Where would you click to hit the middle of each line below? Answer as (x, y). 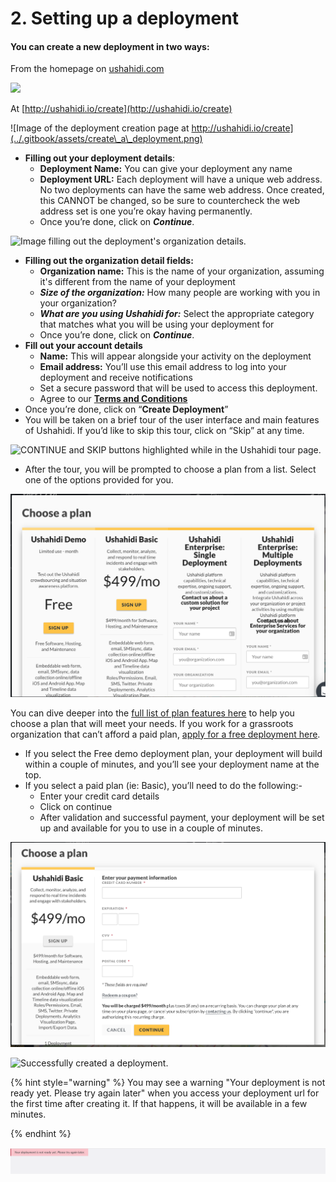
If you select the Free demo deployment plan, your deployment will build (173, 753)
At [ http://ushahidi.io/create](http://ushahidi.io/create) (121, 109)
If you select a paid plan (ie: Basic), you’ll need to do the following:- (163, 785)
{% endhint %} (41, 1133)
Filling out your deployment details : (100, 158)
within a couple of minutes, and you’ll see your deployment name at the (172, 764)
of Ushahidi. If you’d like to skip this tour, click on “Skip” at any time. (164, 431)
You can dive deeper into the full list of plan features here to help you (152, 713)
